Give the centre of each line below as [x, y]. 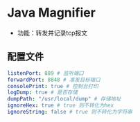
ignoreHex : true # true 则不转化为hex [61, 105]
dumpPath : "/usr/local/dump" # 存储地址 [64, 99]
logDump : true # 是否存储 [43, 93]
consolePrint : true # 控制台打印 [53, 86]
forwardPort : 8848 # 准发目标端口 [54, 80]
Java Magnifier [51, 13]
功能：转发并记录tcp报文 [52, 33]
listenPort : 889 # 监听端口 [46, 73]
